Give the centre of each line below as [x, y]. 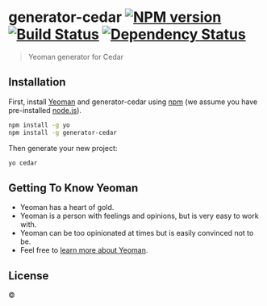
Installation [37, 82]
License [29, 276]
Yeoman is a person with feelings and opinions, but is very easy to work [140, 216]
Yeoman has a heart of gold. [67, 207]
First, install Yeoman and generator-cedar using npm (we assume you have [133, 102]
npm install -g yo [39, 125]
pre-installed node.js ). [45, 110]
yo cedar [23, 163]
